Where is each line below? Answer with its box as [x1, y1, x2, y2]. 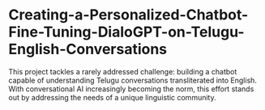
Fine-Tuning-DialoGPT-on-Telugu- [8, 23, 245, 41]
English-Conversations [8, 40, 168, 58]
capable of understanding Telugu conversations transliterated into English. [8, 75, 258, 85]
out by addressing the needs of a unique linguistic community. [8, 92, 216, 102]
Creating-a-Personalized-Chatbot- [8, 6, 249, 24]
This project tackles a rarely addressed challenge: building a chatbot [8, 66, 237, 76]
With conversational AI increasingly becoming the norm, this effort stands [8, 83, 254, 94]
